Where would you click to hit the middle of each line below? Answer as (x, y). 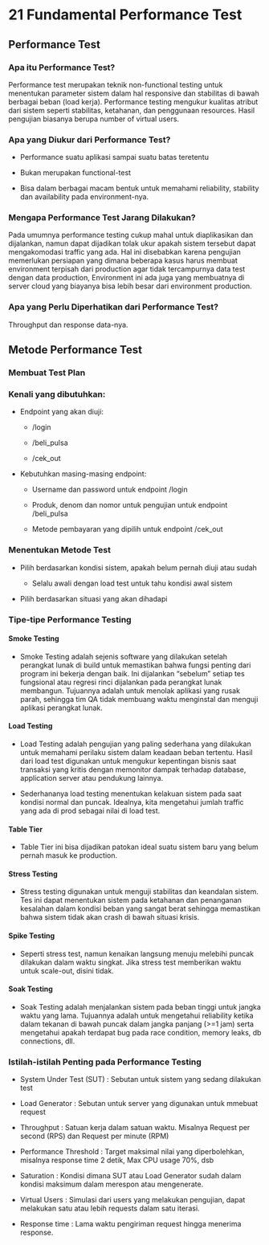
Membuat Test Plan (47, 373)
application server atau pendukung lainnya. (92, 778)
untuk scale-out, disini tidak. (67, 970)
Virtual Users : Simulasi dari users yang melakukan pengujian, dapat (132, 1200)
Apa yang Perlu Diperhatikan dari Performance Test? (114, 307)
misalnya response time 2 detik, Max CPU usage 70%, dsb (117, 1160)
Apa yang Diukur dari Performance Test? (90, 140)
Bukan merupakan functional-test (75, 173)
